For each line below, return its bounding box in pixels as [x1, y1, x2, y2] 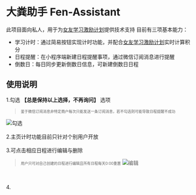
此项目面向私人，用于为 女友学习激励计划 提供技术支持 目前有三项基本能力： [6, 26, 188, 33]
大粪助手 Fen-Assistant [6, 5, 121, 19]
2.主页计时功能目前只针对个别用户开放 [6, 133, 99, 140]
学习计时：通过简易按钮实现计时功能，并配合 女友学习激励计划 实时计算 [14, 38, 185, 45]
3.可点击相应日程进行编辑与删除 [6, 147, 84, 154]
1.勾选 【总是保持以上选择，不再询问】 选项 [6, 96, 111, 103]
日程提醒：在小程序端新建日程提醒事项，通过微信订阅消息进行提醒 [14, 53, 175, 60]
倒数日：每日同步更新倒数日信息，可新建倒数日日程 [14, 60, 139, 68]
